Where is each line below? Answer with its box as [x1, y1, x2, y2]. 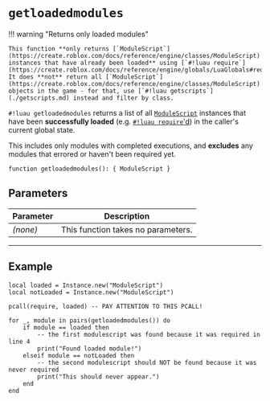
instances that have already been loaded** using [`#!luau [8, 59, 211, 67]
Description [104, 211, 150, 222]
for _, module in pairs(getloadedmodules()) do [8, 316, 171, 325]
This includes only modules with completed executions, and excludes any [8, 141, 253, 150]
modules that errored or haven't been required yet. [8, 149, 177, 158]
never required [8, 366, 59, 374]
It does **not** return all [8, 72, 103, 81]
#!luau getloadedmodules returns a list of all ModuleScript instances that [8, 108, 247, 117]
